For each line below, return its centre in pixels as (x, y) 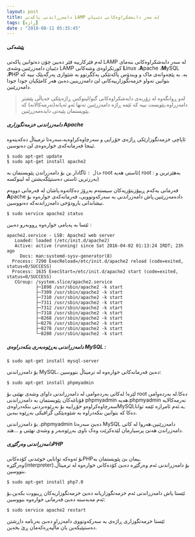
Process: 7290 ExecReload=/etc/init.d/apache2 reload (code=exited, (98, 261)
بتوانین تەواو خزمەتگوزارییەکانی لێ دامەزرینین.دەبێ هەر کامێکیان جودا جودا (88, 81)
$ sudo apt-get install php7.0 (45, 482)
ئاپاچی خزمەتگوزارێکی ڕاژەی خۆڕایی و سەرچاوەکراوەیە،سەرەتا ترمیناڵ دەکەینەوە (96, 139)
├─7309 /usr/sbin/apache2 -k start (79, 292)
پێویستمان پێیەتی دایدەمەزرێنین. (55, 111)
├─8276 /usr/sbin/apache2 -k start (79, 323)
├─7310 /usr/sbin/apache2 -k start (79, 298)
